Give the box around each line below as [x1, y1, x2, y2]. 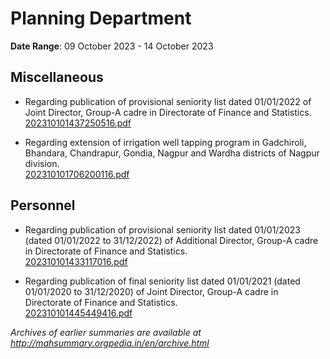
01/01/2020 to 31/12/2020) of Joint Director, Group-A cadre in [24, 285, 279, 297]
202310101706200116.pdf [24, 168, 130, 180]
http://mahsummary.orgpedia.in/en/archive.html [10, 337, 210, 349]
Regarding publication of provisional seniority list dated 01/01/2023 [24, 223, 301, 236]
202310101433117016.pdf [24, 255, 128, 267]
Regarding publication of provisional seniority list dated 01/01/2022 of [24, 95, 312, 107]
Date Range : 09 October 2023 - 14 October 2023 [10, 40, 214, 52]
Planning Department [10, 7, 192, 30]
